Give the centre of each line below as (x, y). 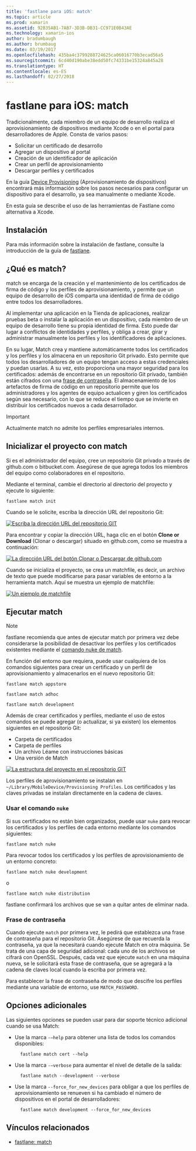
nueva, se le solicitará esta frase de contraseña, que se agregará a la (89, 963)
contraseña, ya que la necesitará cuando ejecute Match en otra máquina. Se (98, 944)
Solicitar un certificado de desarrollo (59, 146)
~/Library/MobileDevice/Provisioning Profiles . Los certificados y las (91, 787)
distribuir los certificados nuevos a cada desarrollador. (72, 405)
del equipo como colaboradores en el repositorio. (66, 473)
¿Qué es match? (36, 269)
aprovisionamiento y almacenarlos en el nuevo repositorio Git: (80, 674)
